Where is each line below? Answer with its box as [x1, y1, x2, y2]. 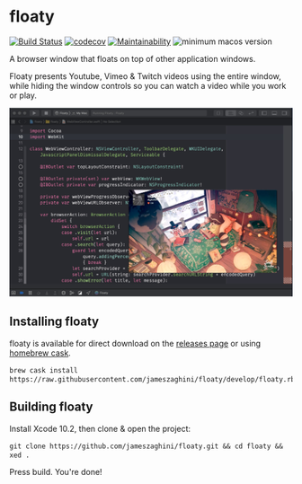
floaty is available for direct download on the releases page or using [9, 338, 262, 348]
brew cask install [9, 365, 78, 374]
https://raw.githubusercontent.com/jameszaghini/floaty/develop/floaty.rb [9, 374, 296, 383]
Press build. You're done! [9, 466, 102, 477]
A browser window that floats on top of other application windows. [9, 53, 256, 64]
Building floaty [9, 400, 93, 415]
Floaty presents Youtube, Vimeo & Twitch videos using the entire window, [9, 70, 281, 82]
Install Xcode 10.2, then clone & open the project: [9, 423, 191, 434]
